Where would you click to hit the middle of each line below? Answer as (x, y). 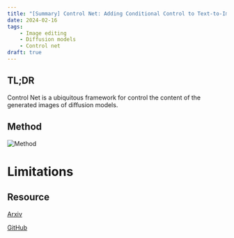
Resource (29, 197)
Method (25, 127)
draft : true (24, 53)
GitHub (17, 228)
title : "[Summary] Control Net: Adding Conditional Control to (101, 14)
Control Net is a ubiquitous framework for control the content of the (104, 97)
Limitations (40, 172)
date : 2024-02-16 (32, 20)
